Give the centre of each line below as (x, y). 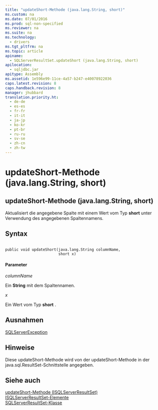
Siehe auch (23, 380)
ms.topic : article (24, 51)
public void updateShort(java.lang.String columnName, (63, 250)
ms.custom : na (20, 14)
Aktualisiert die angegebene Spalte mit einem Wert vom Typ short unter (79, 213)
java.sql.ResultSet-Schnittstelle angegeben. (50, 365)
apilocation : (19, 65)
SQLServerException (26, 332)
